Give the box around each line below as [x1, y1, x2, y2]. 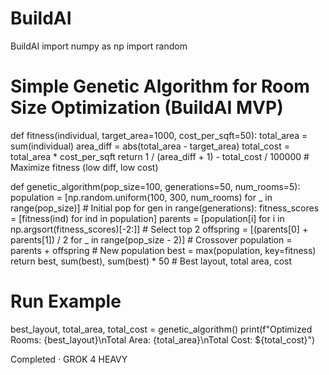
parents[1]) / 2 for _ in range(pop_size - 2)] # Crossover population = [10, 233, 293, 246]
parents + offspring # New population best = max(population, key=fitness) [10, 244, 317, 256]
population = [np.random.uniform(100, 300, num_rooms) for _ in [10, 191, 273, 203]
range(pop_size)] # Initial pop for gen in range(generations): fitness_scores [10, 202, 320, 214]
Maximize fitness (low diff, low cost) [10, 161, 159, 173]
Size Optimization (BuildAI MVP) [10, 97, 284, 119]
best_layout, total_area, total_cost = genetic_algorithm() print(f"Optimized [10, 323, 313, 335]
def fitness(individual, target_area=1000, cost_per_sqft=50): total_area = [10, 129, 308, 141]
